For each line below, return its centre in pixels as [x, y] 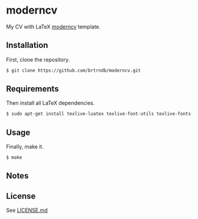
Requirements [32, 89]
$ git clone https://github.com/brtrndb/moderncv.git [74, 70]
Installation [27, 45]
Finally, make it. [25, 147]
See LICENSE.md [27, 210]
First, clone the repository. [38, 59]
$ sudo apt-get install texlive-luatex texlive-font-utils [80, 114]
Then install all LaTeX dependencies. [51, 103]
